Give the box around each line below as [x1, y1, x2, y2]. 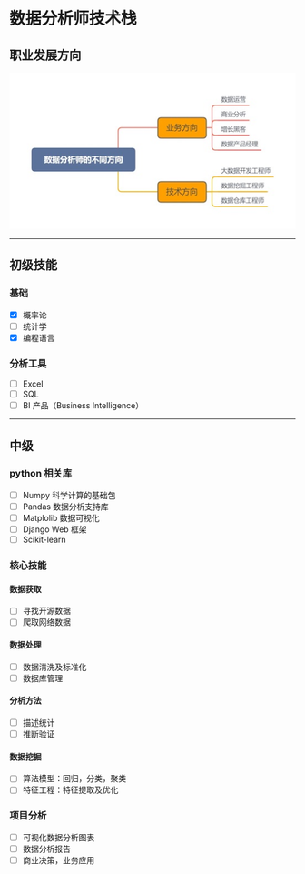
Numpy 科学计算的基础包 [22, 489, 116, 500]
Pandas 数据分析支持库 [22, 501, 109, 512]
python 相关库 [9, 467, 73, 480]
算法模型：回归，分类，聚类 [22, 773, 127, 784]
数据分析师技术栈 [9, 8, 138, 29]
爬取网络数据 [22, 617, 71, 628]
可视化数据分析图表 [22, 831, 95, 842]
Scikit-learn [22, 534, 66, 546]
